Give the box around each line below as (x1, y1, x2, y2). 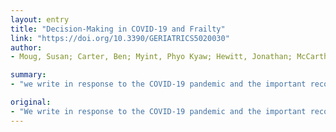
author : (10, 42, 43, 53)
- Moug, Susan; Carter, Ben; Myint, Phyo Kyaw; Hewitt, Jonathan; (10, 52, 293, 62)
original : (10, 97, 52, 107)
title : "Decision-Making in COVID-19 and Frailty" (10, 24, 226, 34)
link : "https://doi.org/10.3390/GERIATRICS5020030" (10, 33, 230, 43)
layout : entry (10, 14, 70, 25)
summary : (10, 70, 47, 80)
